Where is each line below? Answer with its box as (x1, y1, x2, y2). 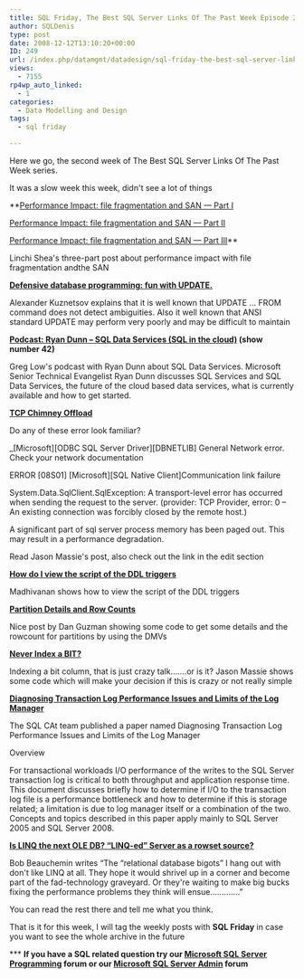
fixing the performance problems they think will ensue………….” (9, 887, 243, 897)
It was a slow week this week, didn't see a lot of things (9, 183, 213, 193)
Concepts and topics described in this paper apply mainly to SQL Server (9, 813, 279, 823)
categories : (9, 97, 54, 107)
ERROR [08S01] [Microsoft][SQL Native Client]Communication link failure (9, 470, 281, 480)
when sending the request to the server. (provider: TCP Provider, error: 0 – (9, 497, 287, 508)
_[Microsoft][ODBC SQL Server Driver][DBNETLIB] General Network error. (9, 442, 285, 453)
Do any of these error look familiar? (9, 425, 141, 435)
